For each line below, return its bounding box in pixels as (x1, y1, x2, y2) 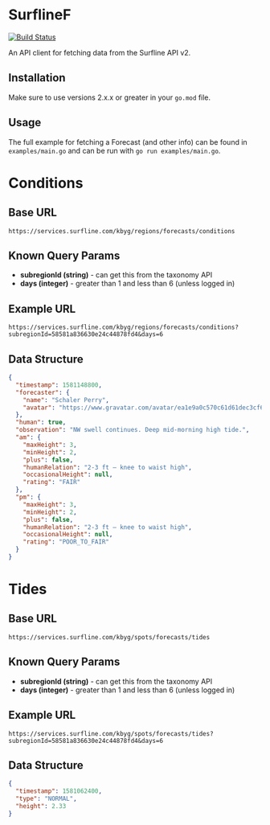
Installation (8, 71, 66, 85)
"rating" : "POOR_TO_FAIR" (22, 538, 110, 546)
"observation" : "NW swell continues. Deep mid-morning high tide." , (15, 426, 250, 434)
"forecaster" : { (15, 388, 70, 396)
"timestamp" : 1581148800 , (15, 380, 103, 389)
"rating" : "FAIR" (22, 478, 81, 486)
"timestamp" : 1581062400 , (15, 787, 103, 795)
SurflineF (8, 6, 72, 24)
